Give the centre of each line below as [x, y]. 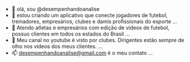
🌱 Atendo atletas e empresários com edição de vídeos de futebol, [90, 27]
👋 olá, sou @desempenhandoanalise [56, 9]
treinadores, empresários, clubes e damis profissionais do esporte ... [94, 21]
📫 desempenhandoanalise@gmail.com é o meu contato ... [82, 53]
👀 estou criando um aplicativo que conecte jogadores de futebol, [90, 15]
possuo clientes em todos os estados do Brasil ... [71, 34]
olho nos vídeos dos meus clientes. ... [57, 46]
